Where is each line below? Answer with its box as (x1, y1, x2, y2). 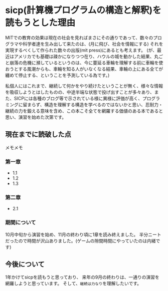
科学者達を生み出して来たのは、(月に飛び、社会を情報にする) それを (22, 41, 163, 47)
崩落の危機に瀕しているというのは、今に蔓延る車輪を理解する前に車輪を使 (9, 60, 163, 66)
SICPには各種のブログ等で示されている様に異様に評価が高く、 (14, 95, 143, 101)
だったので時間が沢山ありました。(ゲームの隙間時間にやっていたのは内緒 (5, 237, 156, 243)
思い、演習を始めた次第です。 (5, 114, 67, 120)
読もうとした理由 (5, 17, 76, 29)
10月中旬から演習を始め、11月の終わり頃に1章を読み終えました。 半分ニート (5, 231, 161, 237)
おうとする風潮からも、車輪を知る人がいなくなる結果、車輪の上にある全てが (5, 66, 163, 72)
